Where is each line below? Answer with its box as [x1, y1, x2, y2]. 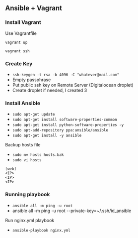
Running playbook [5, 191, 50, 198]
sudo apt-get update [12, 112, 55, 117]
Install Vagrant [5, 19, 41, 26]
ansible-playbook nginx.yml [12, 228, 70, 233]
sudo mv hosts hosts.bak [12, 152, 64, 157]
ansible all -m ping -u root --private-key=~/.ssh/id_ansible [12, 208, 132, 214]
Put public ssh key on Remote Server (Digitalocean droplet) [12, 82, 134, 88]
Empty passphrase [12, 77, 51, 83]
